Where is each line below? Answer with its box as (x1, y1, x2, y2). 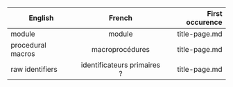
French (108, 13, 133, 23)
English (28, 13, 54, 23)
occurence (186, 17, 223, 27)
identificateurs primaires (80, 60, 161, 70)
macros (10, 49, 35, 58)
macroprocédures (91, 45, 150, 54)
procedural (10, 41, 46, 50)
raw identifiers (10, 65, 58, 74)
